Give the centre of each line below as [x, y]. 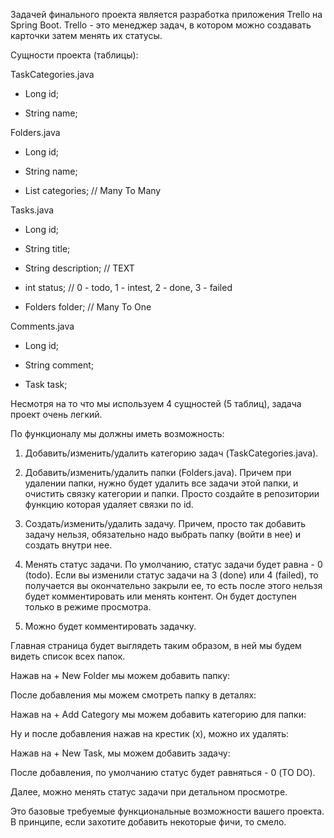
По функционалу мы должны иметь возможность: [117, 433]
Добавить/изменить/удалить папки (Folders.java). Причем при [158, 472]
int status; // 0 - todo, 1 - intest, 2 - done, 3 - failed [128, 287]
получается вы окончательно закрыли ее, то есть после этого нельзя [173, 585]
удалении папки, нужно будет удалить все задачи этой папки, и [161, 483]
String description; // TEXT [79, 268]
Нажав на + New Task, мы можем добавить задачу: [120, 753]
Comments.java [42, 326]
